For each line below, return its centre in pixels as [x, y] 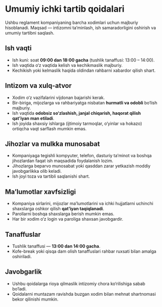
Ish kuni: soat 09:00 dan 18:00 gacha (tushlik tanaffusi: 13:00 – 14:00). [83, 60]
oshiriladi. [22, 256]
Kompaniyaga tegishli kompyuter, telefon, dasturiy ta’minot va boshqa [82, 156]
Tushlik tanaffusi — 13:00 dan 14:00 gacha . [56, 246]
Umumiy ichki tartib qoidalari [65, 9]
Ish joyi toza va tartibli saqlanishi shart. [51, 176]
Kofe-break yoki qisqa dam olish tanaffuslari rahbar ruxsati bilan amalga [84, 251]
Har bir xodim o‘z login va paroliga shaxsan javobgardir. [68, 219]
